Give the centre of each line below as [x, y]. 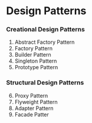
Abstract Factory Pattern [45, 42]
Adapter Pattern [34, 108]
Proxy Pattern [31, 95]
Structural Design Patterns [45, 83]
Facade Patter [32, 114]
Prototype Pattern [36, 67]
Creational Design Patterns [46, 30]
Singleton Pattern [36, 61]
